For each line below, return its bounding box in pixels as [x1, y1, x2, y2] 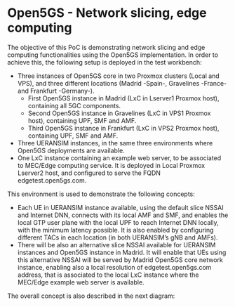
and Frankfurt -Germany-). [17, 86, 95, 95]
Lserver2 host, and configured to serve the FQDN [17, 169, 161, 177]
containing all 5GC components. [27, 101, 121, 110]
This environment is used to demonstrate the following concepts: [7, 190, 195, 198]
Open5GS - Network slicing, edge [7, 5, 207, 21]
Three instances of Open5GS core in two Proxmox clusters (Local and [17, 72, 220, 80]
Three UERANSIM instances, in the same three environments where [17, 138, 213, 147]
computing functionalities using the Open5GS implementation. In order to [7, 51, 219, 59]
